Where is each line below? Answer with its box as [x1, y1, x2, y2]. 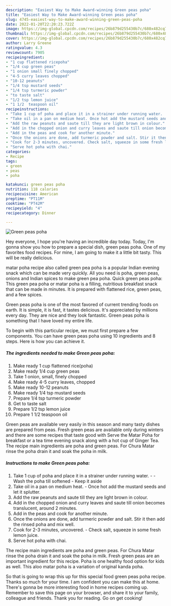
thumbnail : [6, 31, 29, 36]
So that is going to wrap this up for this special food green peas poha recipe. [6, 573, 166, 580]
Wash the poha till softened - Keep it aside [13, 478, 102, 484]
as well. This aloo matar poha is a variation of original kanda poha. [6, 564, 144, 570]
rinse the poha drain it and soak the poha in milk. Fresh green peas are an [6, 553, 160, 559]
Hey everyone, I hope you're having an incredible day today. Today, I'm [6, 238, 154, 245]
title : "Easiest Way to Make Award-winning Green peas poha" [6, 12, 138, 17]
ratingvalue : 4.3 [6, 45, 43, 50]
